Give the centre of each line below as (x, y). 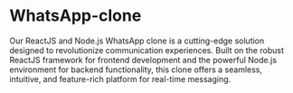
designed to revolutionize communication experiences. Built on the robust (147, 50)
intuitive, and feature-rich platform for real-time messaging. (120, 79)
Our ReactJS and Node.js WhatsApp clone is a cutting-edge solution (137, 41)
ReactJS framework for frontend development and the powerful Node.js (143, 60)
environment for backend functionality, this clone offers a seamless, (136, 70)
